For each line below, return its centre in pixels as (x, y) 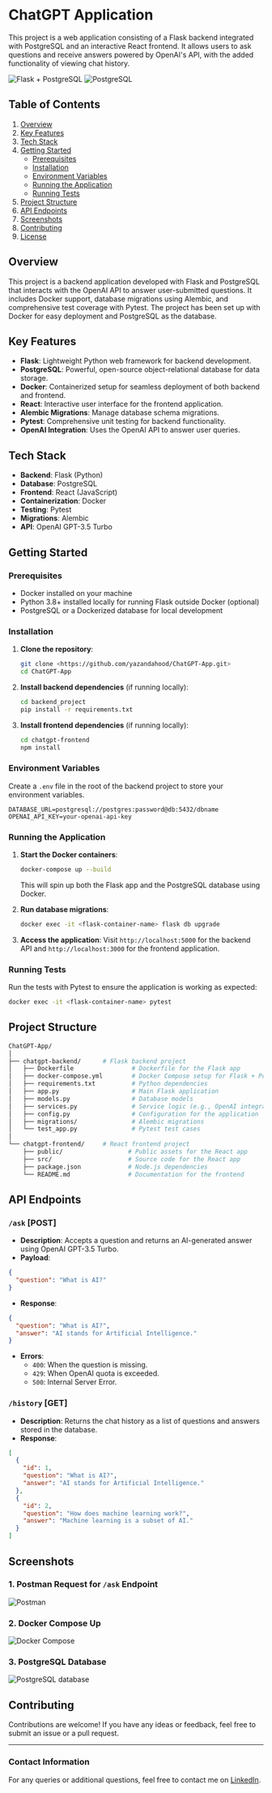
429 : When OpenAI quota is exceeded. (96, 1373)
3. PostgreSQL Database (57, 1662)
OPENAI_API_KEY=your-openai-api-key (70, 817)
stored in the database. (59, 1429)
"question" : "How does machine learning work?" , (106, 1513)
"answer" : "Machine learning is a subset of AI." (108, 1521)
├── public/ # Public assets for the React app (136, 1151)
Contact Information (49, 1762)
